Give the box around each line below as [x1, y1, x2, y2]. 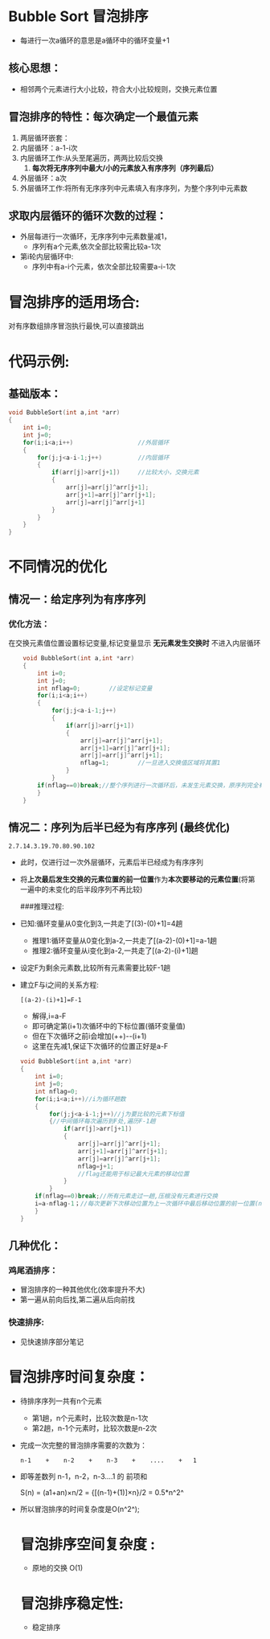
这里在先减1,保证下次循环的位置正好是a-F [31, 1041, 169, 1051]
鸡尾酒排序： [8, 1264, 59, 1275]
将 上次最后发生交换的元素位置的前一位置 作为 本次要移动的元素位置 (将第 [19, 874, 256, 885]
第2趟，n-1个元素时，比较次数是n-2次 [31, 1423, 157, 1432]
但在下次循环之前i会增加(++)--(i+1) [31, 1031, 147, 1041]
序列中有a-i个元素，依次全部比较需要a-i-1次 [31, 262, 177, 272]
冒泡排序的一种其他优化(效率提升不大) [19, 1284, 146, 1295]
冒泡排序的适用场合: [8, 293, 141, 311]
